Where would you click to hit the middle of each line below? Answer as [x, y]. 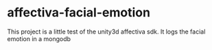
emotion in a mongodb [39, 38]
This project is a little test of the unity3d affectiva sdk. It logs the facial [106, 32]
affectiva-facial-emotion [79, 13]
